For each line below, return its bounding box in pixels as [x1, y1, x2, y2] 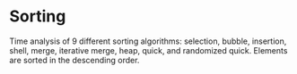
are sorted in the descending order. [9, 54, 140, 65]
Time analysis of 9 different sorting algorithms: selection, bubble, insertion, [9, 36, 287, 46]
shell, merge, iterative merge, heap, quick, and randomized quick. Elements [9, 45, 288, 55]
